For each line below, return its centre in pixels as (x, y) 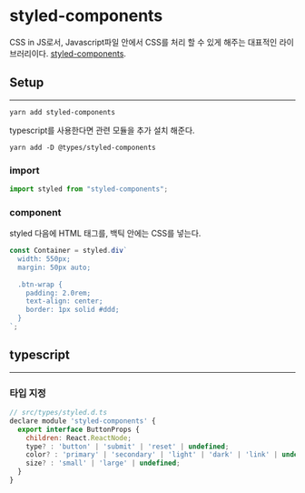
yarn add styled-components (63, 112)
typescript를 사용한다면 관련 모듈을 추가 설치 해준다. (102, 130)
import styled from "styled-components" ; (89, 189)
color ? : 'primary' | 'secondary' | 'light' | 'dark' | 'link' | (152, 455)
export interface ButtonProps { (79, 429)
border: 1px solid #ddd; (73, 310)
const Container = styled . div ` (69, 251)
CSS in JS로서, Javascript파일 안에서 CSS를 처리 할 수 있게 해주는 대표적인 (143, 42)
